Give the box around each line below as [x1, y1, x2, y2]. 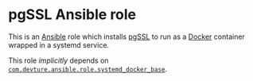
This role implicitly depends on [8, 56, 109, 65]
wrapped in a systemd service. [8, 40, 110, 49]
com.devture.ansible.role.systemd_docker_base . [8, 64, 168, 73]
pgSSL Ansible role [8, 6, 137, 24]
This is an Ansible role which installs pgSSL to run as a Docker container [8, 32, 245, 41]
